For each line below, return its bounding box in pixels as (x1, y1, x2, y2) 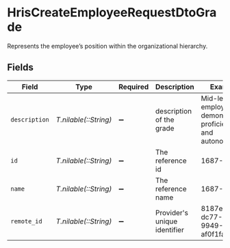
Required (118, 82, 149, 92)
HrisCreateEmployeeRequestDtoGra (7, 5, 217, 20)
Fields (7, 61, 34, 73)
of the (155, 115, 175, 124)
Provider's (155, 208, 189, 217)
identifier (155, 225, 185, 234)
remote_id (10, 217, 42, 225)
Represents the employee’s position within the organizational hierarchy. (7, 42, 208, 50)
